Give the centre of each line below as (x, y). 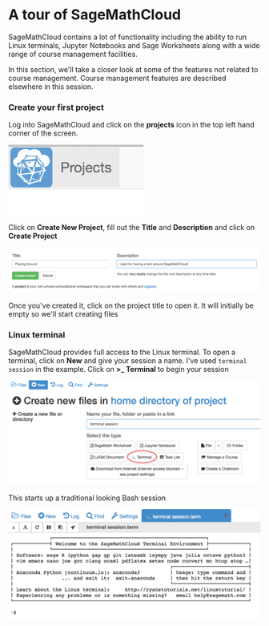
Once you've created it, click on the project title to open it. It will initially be (131, 305)
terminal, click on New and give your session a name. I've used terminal (128, 361)
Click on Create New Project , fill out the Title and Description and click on (132, 228)
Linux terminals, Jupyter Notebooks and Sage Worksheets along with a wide (134, 45)
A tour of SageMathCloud (95, 15)
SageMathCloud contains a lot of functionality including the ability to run (128, 37)
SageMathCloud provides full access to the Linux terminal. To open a (122, 352)
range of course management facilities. (73, 54)
